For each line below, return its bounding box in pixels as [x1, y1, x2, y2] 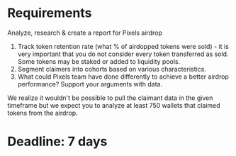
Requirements [7, 5, 92, 21]
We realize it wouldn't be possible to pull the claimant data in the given [7, 94, 213, 102]
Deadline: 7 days [7, 133, 108, 150]
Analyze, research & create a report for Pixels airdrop [7, 28, 163, 37]
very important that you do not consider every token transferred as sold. [17, 50, 229, 58]
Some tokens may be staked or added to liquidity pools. [17, 57, 181, 65]
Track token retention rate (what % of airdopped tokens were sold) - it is [17, 42, 229, 50]
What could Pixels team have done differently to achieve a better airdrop [17, 72, 229, 81]
